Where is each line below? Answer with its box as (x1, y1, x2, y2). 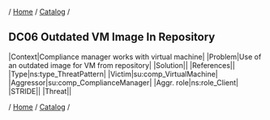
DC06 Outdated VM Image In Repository (8, 30, 216, 44)
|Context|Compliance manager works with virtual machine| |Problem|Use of (8, 52, 262, 62)
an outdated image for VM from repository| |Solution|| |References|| (8, 60, 235, 70)
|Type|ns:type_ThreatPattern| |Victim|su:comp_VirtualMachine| (8, 69, 218, 79)
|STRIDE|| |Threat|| (8, 86, 72, 96)
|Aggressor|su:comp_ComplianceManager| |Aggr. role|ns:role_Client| (8, 77, 239, 88)
